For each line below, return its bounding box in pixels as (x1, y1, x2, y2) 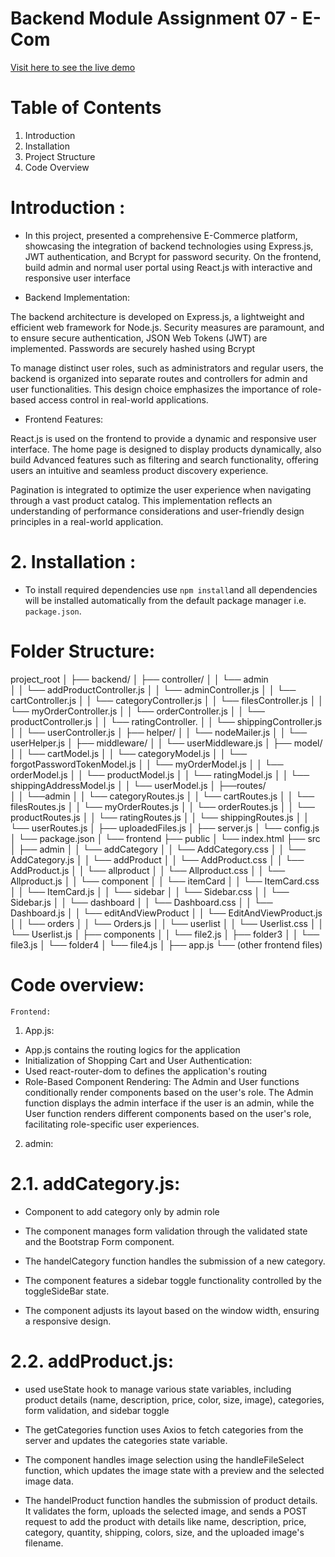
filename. (24, 1537, 64, 1549)
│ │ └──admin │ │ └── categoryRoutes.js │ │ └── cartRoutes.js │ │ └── (10, 790, 315, 802)
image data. (24, 1475, 74, 1487)
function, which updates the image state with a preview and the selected (24, 1464, 325, 1476)
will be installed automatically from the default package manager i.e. (24, 594, 307, 606)
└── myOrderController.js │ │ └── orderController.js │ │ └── (10, 705, 265, 717)
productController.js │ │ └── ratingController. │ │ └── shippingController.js (10, 715, 323, 727)
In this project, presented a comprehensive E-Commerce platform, (24, 229, 298, 241)
